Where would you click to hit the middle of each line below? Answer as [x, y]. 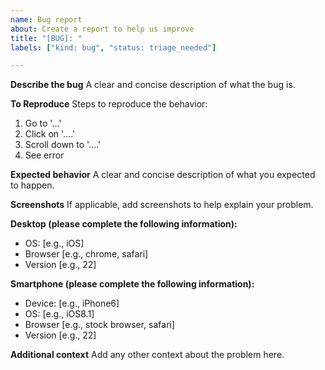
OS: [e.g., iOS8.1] [59, 314]
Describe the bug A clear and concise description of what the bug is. [153, 85]
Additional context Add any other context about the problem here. [147, 355]
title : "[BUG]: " [46, 38]
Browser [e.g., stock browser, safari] [100, 325]
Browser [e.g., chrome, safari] [86, 254]
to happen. [32, 185]
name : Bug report [46, 19]
